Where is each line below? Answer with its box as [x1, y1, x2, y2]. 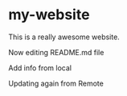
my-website [8, 6, 90, 24]
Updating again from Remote [8, 78, 104, 88]
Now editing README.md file [8, 47, 104, 57]
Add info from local [8, 62, 72, 73]
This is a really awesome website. [8, 32, 121, 42]
